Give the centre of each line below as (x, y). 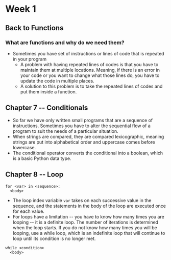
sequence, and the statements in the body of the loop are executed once (89, 206)
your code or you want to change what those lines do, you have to (90, 75)
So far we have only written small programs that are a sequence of (83, 120)
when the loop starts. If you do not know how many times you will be (85, 227)
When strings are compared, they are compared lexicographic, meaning (88, 136)
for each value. (29, 211)
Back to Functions (34, 28)
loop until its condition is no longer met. (54, 238)
